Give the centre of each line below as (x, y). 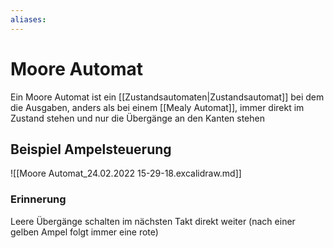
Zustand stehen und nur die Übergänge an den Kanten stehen (137, 118)
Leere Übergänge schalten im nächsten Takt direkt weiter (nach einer (153, 221)
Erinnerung (38, 199)
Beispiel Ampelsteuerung (91, 149)
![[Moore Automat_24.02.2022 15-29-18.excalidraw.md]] (126, 173)
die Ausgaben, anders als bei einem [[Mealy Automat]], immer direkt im (157, 107)
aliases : (28, 19)
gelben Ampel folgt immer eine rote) (84, 232)
